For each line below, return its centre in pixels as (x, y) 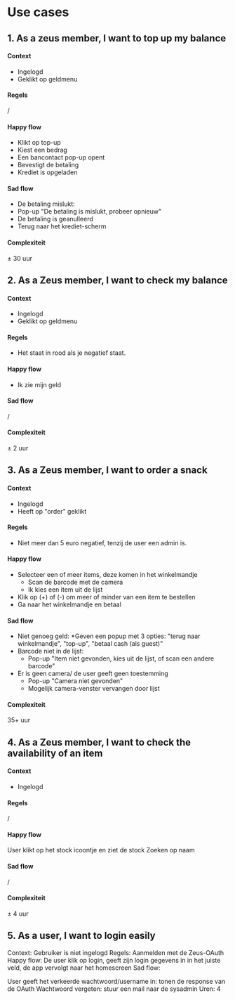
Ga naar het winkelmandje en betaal (69, 604)
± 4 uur (18, 914)
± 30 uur (20, 258)
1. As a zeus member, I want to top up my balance (117, 38)
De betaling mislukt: (46, 204)
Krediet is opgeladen (47, 172)
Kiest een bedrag (42, 150)
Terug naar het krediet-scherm (62, 226)
